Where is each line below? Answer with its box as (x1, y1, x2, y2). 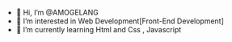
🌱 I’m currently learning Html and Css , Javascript (15, 25, 182, 34)
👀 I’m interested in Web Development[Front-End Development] (15, 16, 225, 26)
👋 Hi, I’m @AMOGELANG (15, 8, 99, 17)
